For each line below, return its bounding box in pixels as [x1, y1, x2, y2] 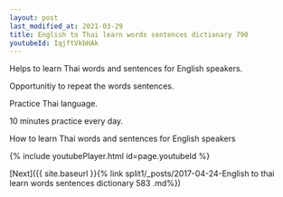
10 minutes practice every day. [9, 116, 124, 127]
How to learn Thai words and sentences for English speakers [9, 133, 237, 145]
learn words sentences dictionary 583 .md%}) [9, 178, 181, 189]
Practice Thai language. [9, 98, 98, 109]
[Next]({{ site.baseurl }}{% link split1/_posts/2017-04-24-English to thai [9, 168, 275, 179]
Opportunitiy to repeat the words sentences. [9, 80, 175, 91]
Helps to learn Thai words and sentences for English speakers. [9, 63, 243, 74]
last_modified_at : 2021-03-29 [9, 22, 124, 31]
